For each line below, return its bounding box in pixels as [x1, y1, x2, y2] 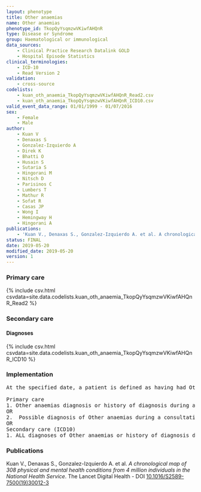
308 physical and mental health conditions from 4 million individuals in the [6, 466, 190, 473]
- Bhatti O [17, 153, 44, 159]
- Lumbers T [17, 187, 47, 193]
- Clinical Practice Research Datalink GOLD [17, 48, 130, 54]
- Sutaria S [17, 165, 47, 171]
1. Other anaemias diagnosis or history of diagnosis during [6, 402, 190, 409]
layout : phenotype [6, 8, 52, 15]
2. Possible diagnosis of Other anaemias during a [6, 414, 162, 421]
